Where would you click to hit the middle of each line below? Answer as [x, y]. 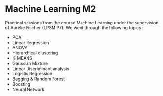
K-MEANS [22, 58]
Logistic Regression [32, 73]
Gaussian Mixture [30, 63]
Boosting [21, 84]
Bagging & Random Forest [39, 79]
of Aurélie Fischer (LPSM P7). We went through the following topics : [74, 27]
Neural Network [28, 89]
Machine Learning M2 [51, 9]
